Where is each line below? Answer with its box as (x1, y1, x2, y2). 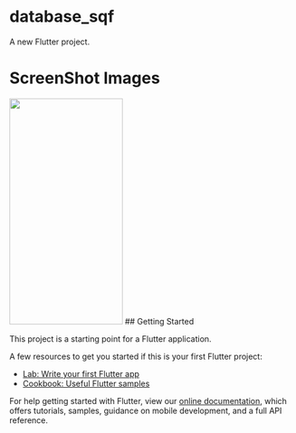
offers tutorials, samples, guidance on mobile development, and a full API (9, 405, 282, 416)
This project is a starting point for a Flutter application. (9, 333, 212, 344)
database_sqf (9, 6, 115, 27)
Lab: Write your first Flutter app (22, 368, 140, 379)
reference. (9, 414, 48, 426)
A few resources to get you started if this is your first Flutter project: (9, 351, 263, 362)
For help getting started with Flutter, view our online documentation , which (9, 395, 288, 406)
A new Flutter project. (9, 36, 91, 47)
